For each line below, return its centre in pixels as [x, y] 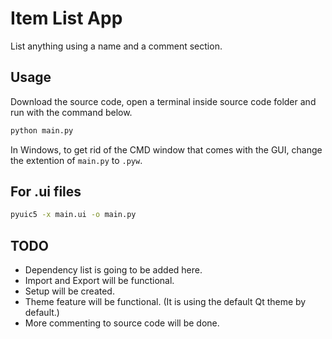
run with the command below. [71, 112]
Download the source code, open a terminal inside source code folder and [163, 101]
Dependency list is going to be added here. [113, 270]
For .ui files [46, 192]
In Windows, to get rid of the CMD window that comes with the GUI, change [166, 149]
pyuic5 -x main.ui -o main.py [73, 215]
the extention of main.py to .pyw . [76, 160]
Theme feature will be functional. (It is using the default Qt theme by [165, 302]
